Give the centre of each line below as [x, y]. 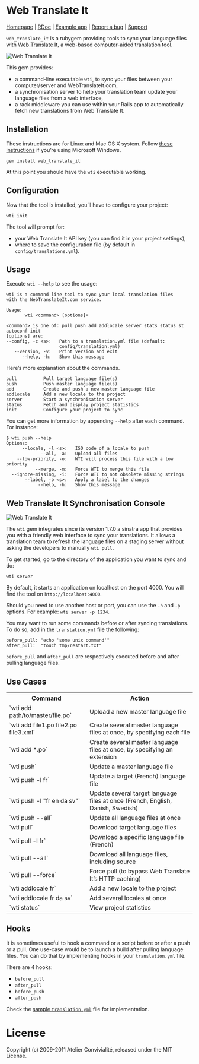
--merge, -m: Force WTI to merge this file [92, 470]
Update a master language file [131, 767]
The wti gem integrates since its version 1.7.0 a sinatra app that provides [94, 529]
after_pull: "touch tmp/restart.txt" [54, 646]
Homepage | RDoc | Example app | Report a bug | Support [77, 27]
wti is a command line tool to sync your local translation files [90, 294]
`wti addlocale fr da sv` [41, 898]
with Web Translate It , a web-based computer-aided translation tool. [89, 45]
